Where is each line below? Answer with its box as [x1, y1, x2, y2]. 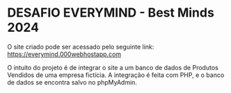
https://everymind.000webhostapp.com [7, 50, 122, 58]
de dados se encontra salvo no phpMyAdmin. [7, 78, 138, 86]
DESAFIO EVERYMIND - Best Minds [7, 5, 214, 21]
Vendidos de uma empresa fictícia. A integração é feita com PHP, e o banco [7, 71, 225, 79]
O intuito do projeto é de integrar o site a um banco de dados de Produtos [7, 63, 219, 71]
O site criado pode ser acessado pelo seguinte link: [7, 42, 154, 51]
